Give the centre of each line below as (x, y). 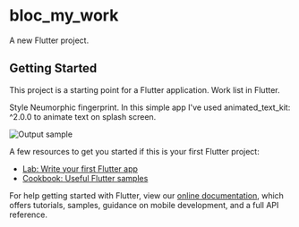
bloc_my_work (64, 16)
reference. (28, 214)
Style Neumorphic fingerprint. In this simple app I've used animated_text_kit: (150, 107)
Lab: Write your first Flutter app (80, 168)
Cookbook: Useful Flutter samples (85, 178)
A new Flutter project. (49, 40)
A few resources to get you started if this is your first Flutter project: (134, 151)
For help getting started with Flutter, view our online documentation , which (147, 195)
